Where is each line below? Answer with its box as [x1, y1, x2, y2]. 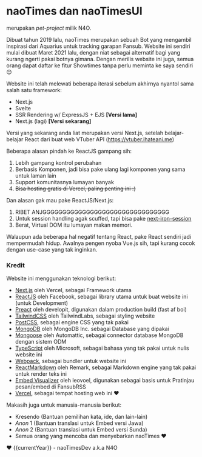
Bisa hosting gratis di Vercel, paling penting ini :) [15, 185, 136, 192]
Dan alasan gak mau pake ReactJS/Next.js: [6, 196, 114, 204]
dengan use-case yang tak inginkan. [6, 245, 98, 253]
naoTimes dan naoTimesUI [6, 4, 143, 18]
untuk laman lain [15, 172, 56, 179]
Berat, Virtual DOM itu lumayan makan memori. [15, 221, 133, 228]
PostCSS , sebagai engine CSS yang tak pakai [15, 319, 129, 326]
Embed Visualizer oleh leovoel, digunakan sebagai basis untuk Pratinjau [15, 377, 195, 384]
